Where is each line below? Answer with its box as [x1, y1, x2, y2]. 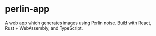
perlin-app [5, 3, 50, 15]
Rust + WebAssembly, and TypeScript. [5, 25, 83, 31]
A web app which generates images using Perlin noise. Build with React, [5, 20, 152, 26]
